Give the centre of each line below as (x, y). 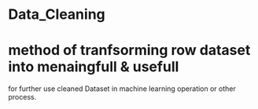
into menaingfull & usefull (94, 67)
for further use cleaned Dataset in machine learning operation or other (122, 89)
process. (22, 97)
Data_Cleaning (57, 15)
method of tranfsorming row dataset (129, 51)
